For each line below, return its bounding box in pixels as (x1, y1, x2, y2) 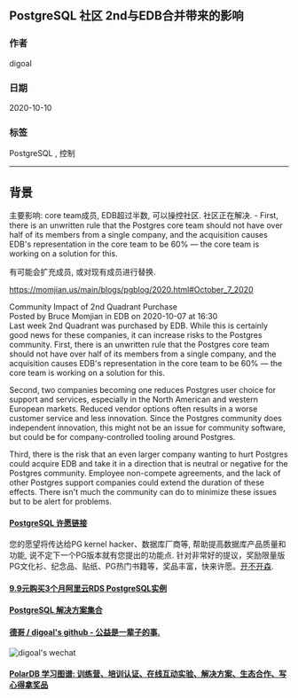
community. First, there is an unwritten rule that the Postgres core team (9, 340, 270, 350)
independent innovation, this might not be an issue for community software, (9, 422, 286, 433)
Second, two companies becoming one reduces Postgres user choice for (9, 385, 277, 396)
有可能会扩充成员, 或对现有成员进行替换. (9, 267, 157, 278)
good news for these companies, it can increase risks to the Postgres (9, 330, 263, 341)
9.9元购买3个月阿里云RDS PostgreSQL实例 (9, 583, 167, 593)
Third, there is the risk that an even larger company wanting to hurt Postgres (9, 449, 288, 459)
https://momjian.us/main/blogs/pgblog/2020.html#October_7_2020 (9, 285, 255, 295)
